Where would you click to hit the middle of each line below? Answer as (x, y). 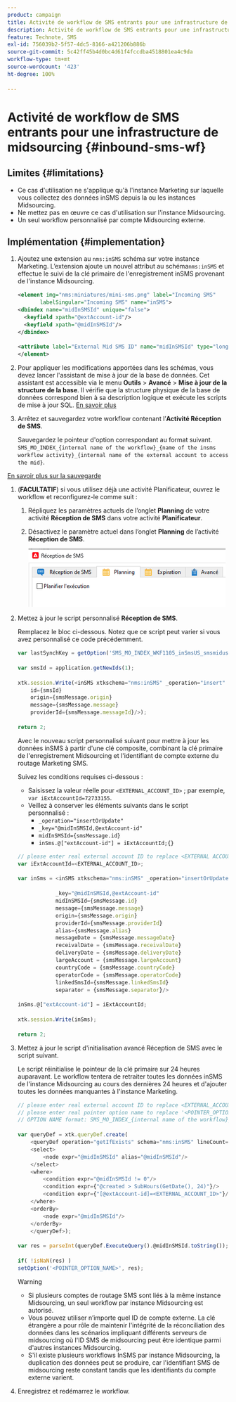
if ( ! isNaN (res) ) (44, 1261)
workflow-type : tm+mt (39, 60)
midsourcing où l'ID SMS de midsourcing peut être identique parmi (124, 1340)
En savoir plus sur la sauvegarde (54, 476)
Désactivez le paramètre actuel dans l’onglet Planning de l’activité (123, 532)
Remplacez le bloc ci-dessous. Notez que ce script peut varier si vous (119, 632)
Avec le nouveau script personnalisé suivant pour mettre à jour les (113, 740)
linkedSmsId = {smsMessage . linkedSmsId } (112, 982)
